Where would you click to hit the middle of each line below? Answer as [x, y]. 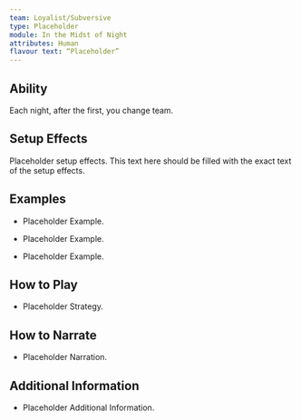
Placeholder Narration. [64, 357]
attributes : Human [44, 43]
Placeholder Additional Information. [88, 407]
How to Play [44, 284]
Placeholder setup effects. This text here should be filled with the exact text [150, 161]
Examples [38, 200]
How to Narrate [53, 335]
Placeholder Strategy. [63, 306]
